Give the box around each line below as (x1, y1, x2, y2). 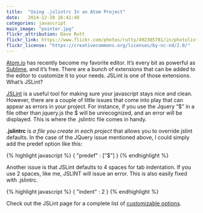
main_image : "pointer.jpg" (6, 25, 74, 32)
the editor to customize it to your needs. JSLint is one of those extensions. (6, 72, 192, 79)
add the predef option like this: (6, 140, 83, 147)
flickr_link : (6, 37, 39, 43)
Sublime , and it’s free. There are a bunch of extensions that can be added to (6, 65, 196, 72)
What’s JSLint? (6, 78, 43, 85)
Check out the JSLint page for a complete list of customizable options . (6, 200, 182, 207)
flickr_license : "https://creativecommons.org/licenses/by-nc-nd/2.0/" (6, 43, 190, 49)
